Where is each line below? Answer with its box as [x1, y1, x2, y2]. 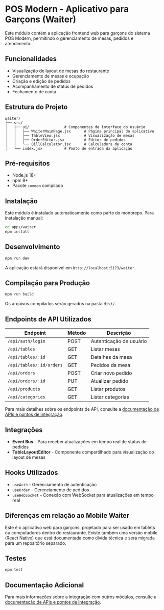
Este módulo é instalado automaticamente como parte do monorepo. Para [5, 210, 154, 216]
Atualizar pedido [90, 378, 129, 385]
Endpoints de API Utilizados [5, 315, 92, 323]
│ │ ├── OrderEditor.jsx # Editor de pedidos [5, 137, 126, 142]
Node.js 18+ [12, 172, 37, 178]
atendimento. [5, 40, 32, 46]
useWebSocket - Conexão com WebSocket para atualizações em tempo [12, 492, 154, 498]
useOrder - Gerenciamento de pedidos [12, 487, 89, 493]
